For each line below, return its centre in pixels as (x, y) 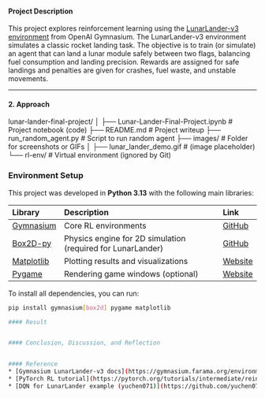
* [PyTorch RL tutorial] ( (50, 379)
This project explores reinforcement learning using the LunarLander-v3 (123, 28)
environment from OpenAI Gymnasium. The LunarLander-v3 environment (127, 37)
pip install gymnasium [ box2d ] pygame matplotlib (90, 307)
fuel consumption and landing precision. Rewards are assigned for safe (124, 62)
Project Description (41, 11)
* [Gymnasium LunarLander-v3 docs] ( (68, 372)
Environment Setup (46, 176)
